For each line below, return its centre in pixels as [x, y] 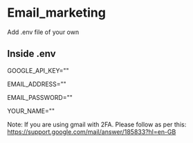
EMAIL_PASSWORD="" [40, 97]
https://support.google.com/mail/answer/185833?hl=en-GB [92, 132]
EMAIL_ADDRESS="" [37, 84]
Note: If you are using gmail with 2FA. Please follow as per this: [97, 124]
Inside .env [31, 54]
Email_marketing [56, 13]
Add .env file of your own [43, 32]
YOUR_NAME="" [31, 111]
